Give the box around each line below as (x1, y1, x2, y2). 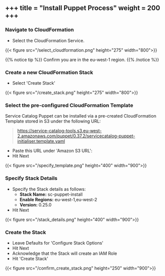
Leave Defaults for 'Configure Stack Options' (12, 240, 103, 245)
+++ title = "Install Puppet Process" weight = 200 (5, 4, 161, 12)
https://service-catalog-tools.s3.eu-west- (17, 128, 102, 134)
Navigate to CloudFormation (5, 27, 74, 33)
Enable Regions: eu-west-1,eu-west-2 (19, 196, 98, 202)
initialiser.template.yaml (17, 138, 66, 144)
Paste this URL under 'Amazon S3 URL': (12, 148, 93, 154)
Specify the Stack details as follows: (12, 186, 86, 192)
